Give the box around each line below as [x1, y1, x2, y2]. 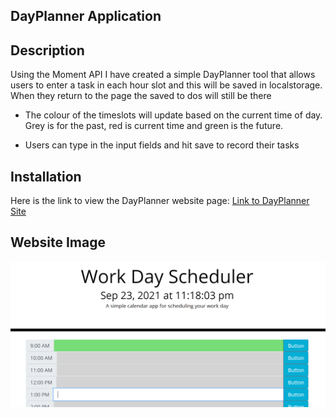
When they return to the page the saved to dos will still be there [10, 90, 272, 102]
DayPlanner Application [10, 8, 162, 25]
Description [10, 42, 85, 59]
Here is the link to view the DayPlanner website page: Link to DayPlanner [10, 195, 310, 207]
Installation [10, 168, 82, 185]
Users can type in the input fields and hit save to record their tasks [24, 139, 300, 151]
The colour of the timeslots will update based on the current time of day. [24, 109, 323, 121]
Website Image [10, 234, 106, 251]
